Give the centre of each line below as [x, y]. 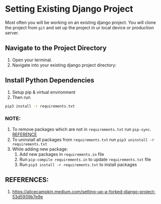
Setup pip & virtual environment [44, 92]
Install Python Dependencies [50, 81]
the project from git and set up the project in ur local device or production [80, 27]
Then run [21, 97]
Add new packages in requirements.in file [62, 154]
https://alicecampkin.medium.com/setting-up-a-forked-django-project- [84, 191]
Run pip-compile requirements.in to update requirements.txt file [85, 159]
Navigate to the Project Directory [56, 48]
